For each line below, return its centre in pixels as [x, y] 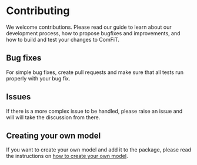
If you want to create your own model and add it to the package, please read [99, 150]
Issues [19, 97]
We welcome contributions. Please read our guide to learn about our [89, 27]
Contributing [38, 11]
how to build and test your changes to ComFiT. [63, 39]
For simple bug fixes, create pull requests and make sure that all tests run [95, 72]
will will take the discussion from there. [53, 117]
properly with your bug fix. [38, 78]
